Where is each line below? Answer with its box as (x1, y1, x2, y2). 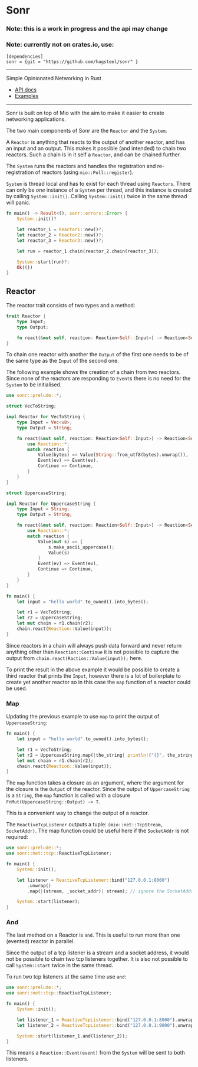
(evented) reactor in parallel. (6, 938, 75, 945)
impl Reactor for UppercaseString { (6, 501, 96, 507)
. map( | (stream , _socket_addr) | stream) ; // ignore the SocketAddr (27, 888, 194, 894)
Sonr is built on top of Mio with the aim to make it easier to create (6, 110, 164, 117)
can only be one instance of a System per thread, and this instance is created (6, 186, 192, 193)
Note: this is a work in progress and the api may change (6, 25, 168, 33)
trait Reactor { (6, 313, 46, 319)
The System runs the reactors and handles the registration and (6, 163, 156, 170)
